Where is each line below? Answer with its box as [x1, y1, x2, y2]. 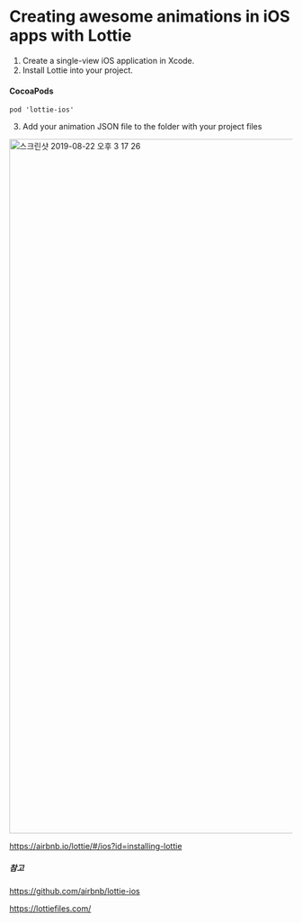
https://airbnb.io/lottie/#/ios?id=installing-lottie [9, 841, 182, 852]
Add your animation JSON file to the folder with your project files [22, 121, 262, 132]
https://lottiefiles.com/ [9, 903, 92, 914]
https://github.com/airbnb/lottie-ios [9, 886, 141, 897]
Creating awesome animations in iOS [9, 6, 290, 27]
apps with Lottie [9, 25, 132, 46]
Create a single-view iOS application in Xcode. [22, 55, 195, 66]
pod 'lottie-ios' [9, 105, 75, 114]
